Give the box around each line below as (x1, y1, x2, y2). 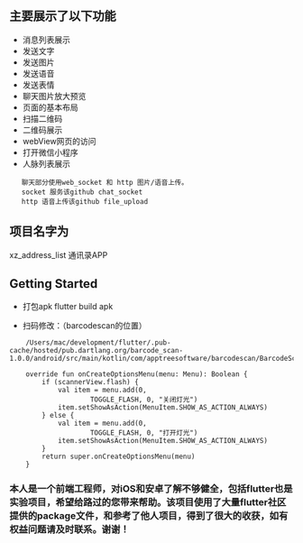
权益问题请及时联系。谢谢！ (9, 523, 130, 536)
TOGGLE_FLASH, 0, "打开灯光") (89, 428, 198, 437)
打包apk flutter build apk (22, 301, 114, 312)
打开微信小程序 (22, 147, 78, 158)
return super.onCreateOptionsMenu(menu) (41, 452, 196, 462)
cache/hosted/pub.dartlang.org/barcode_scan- (9, 346, 183, 355)
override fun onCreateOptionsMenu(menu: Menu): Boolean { (25, 370, 248, 379)
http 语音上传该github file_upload (21, 197, 149, 206)
